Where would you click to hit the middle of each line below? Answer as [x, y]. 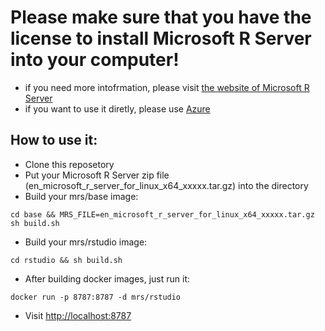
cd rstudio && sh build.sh [66, 260]
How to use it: [54, 140]
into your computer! [95, 60]
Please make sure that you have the [161, 17]
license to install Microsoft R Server [161, 38]
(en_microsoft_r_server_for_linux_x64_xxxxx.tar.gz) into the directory [166, 185]
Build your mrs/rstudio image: [86, 242]
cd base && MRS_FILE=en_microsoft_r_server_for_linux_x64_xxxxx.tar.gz [162, 214]
